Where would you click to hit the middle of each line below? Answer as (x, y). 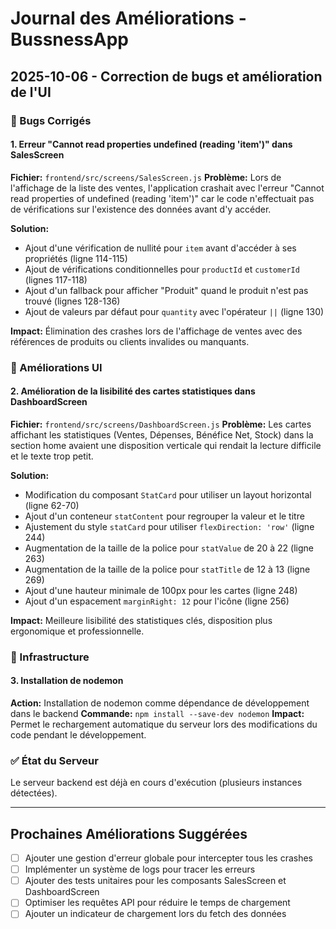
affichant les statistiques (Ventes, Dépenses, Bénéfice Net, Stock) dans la (162, 434)
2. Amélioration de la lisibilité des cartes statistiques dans (133, 391)
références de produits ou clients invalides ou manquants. (130, 341)
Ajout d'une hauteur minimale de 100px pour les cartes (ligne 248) (161, 590)
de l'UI (31, 92)
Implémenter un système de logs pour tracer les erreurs (140, 869)
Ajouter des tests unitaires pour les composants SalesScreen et (155, 881)
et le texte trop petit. (52, 456)
